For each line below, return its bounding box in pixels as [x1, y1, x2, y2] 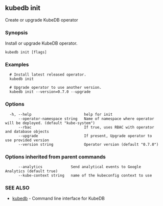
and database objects [5, 129, 49, 134]
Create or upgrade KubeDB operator [5, 17, 78, 23]
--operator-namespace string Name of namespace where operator [18, 116, 154, 121]
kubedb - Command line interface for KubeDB [12, 196, 105, 202]
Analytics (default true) [5, 169, 58, 174]
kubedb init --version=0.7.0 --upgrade [9, 89, 91, 95]
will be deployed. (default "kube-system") [5, 120, 95, 126]
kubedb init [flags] [5, 50, 47, 55]
